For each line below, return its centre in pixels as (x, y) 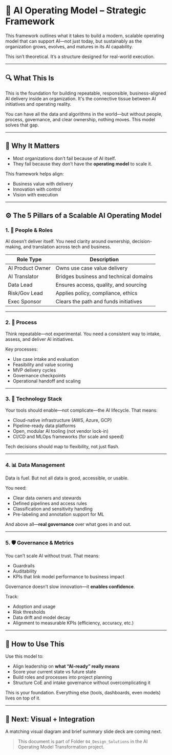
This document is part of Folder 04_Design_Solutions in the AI (83, 742)
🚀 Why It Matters (33, 146)
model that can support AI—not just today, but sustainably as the (74, 41)
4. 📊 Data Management (35, 465)
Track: (12, 597)
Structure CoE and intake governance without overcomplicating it (82, 683)
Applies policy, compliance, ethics (96, 293)
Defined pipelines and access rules (50, 504)
